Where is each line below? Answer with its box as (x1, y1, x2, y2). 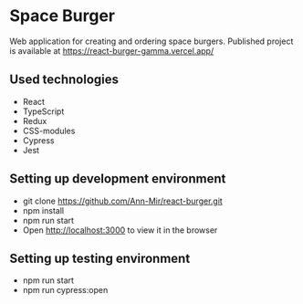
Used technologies (9, 72, 120, 88)
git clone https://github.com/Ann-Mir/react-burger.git (22, 195, 224, 206)
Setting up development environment (9, 171, 226, 187)
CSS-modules (22, 125, 76, 136)
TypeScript (22, 106, 65, 117)
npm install (22, 204, 65, 215)
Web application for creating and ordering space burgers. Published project (9, 36, 294, 47)
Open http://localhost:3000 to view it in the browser (22, 225, 218, 236)
